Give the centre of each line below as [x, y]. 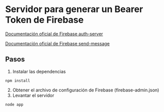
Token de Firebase [45, 20]
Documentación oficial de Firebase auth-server [54, 34]
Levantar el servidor [33, 95]
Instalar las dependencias [39, 71]
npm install [18, 81]
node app [14, 104]
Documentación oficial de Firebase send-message [57, 43]
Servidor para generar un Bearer [74, 9]
